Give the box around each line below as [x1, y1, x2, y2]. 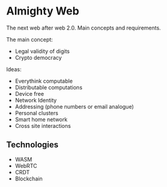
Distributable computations [14, 83, 83, 91]
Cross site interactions [14, 122, 71, 129]
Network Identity [14, 97, 57, 104]
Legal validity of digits [14, 47, 71, 55]
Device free [14, 90, 44, 97]
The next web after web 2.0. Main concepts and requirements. [6, 24, 161, 31]
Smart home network [14, 116, 68, 123]
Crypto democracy [14, 54, 62, 61]
